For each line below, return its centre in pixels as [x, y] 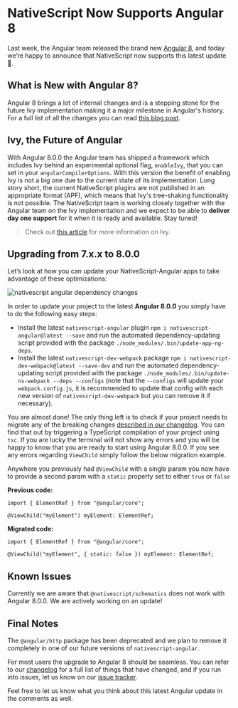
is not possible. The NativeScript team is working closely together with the [116, 203]
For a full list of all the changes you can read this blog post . [94, 118]
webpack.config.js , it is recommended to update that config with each [120, 388]
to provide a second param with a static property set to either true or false [119, 477]
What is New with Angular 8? [73, 86]
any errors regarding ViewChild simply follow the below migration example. [117, 455]
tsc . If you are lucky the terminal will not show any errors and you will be [114, 440]
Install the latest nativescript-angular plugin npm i [92, 328]
